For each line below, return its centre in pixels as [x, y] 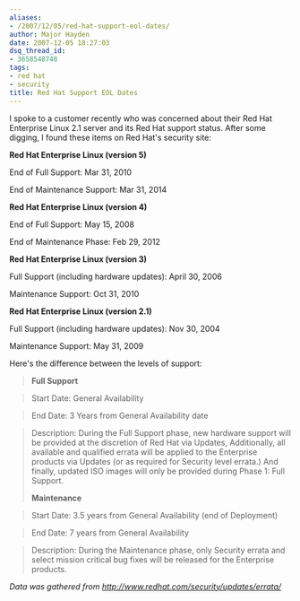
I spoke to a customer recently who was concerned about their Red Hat [141, 118]
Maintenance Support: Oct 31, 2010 [74, 293]
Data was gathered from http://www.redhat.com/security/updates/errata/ [146, 586]
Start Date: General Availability [87, 398]
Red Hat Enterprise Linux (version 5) [78, 154]
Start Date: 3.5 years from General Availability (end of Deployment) [154, 515]
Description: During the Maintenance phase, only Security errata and [158, 550]
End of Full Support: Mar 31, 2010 [71, 172]
